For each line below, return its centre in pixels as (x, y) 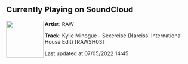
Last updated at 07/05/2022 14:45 (87, 53)
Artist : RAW (59, 24)
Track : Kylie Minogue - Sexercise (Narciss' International (113, 36)
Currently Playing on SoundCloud (70, 10)
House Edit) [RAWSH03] (74, 41)
